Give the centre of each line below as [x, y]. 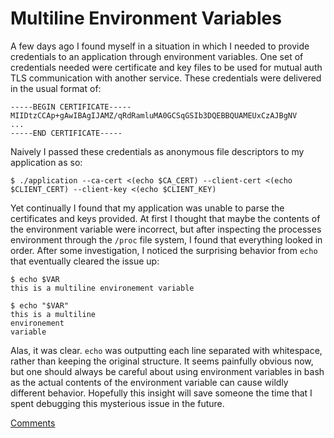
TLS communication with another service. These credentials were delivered [166, 78]
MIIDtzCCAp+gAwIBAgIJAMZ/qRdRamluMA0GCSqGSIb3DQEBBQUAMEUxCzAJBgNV [154, 115]
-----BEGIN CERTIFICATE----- [71, 107]
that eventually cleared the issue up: [85, 261]
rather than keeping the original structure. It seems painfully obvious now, [162, 361]
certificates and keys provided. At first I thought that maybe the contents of [165, 218]
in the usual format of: [56, 88]
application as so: [46, 162]
